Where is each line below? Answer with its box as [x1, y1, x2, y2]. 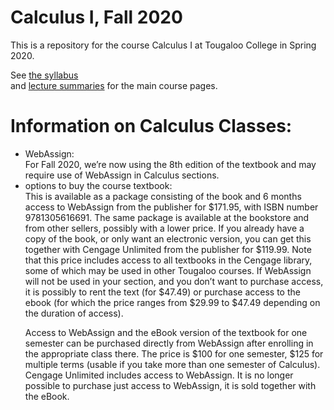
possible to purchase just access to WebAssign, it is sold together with [24, 379, 317, 391]
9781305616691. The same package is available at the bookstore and [24, 211, 310, 223]
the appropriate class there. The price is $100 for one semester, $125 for [24, 347, 324, 360]
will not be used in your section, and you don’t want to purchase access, [24, 275, 324, 287]
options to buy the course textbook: [24, 179, 173, 191]
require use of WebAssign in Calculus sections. [24, 169, 220, 181]
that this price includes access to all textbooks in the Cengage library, [24, 254, 313, 266]
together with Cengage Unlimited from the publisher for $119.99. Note [24, 243, 312, 255]
